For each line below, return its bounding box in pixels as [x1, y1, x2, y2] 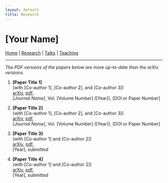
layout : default [5, 7, 39, 12]
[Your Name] [5, 33, 59, 45]
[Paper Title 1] [12, 79, 42, 85]
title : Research [5, 12, 39, 17]
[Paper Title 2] [12, 105, 43, 111]
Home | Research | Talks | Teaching [5, 50, 78, 56]
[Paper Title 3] [12, 130, 43, 136]
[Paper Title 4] [12, 156, 43, 162]
